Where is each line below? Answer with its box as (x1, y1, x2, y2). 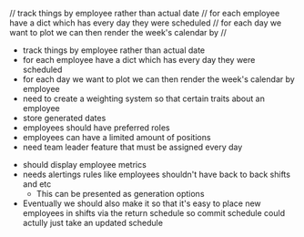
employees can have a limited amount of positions (22, 132, 211, 142)
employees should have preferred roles (22, 122, 170, 133)
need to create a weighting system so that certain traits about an (22, 93, 266, 104)
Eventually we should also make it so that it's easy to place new (22, 198, 261, 209)
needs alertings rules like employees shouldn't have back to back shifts (22, 169, 291, 180)
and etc (22, 179, 52, 190)
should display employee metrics (22, 160, 147, 170)
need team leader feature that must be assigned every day (22, 141, 243, 152)
